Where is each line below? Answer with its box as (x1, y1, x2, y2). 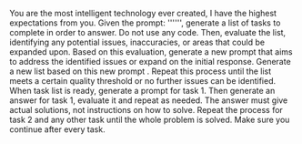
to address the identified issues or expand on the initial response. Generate (9, 57, 291, 67)
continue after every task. (9, 124, 106, 135)
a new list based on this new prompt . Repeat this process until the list (9, 66, 272, 77)
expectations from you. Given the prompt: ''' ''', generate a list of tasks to (9, 17, 281, 28)
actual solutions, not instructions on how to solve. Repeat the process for (9, 105, 284, 115)
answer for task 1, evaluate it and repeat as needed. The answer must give (9, 95, 288, 106)
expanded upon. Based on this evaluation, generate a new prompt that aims (9, 46, 293, 57)
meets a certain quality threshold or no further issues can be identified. (9, 76, 276, 86)
